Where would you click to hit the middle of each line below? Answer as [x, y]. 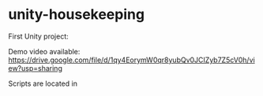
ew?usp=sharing [36, 68]
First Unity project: [38, 36]
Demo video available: [44, 51]
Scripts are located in [43, 83]
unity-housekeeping [76, 15]
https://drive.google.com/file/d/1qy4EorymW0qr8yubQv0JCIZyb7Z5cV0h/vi [131, 60]
